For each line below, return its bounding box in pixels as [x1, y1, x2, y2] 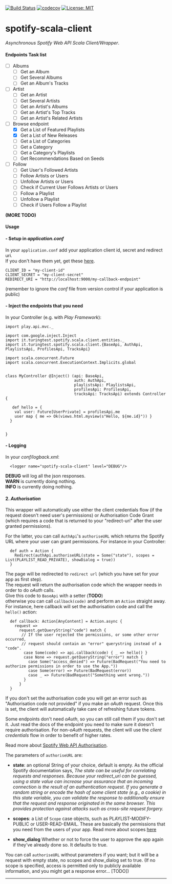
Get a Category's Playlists [20, 150, 75, 156]
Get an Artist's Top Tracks [20, 109, 76, 115]
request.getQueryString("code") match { [18, 628, 106, 633]
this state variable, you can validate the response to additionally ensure [12, 795, 165, 801]
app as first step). [5, 577, 42, 583]
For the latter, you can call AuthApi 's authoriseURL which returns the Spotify [5, 533, 165, 539]
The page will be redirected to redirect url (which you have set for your [5, 571, 159, 577]
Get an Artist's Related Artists [20, 115, 83, 121]
